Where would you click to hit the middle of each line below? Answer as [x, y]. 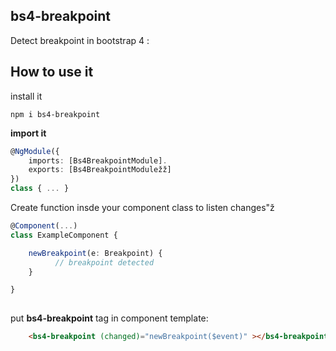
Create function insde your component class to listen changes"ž [142, 207]
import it [28, 133]
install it [26, 96]
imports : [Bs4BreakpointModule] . [98, 160]
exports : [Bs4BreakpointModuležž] [100, 170]
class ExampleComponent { [64, 235]
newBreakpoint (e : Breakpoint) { [95, 253]
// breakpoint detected [104, 262]
